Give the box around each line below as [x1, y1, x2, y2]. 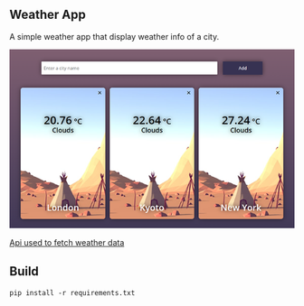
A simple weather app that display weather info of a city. [9, 31, 220, 42]
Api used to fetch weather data [9, 237, 125, 248]
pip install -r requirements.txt [9, 289, 136, 298]
